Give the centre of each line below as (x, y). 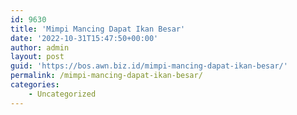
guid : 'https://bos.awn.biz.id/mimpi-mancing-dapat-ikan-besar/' (149, 66)
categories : (35, 85)
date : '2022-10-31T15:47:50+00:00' (84, 38)
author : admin (40, 47)
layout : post (37, 57)
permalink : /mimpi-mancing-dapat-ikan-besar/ (106, 76)
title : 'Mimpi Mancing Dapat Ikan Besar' (98, 29)
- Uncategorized (62, 94)
